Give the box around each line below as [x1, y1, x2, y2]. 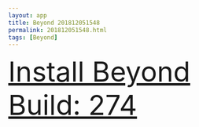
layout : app [8, 11, 47, 20]
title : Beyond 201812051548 [8, 19, 101, 27]
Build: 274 [8, 88, 138, 122]
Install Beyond [8, 55, 191, 89]
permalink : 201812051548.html [8, 26, 108, 34]
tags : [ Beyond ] [8, 33, 58, 42]
